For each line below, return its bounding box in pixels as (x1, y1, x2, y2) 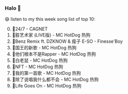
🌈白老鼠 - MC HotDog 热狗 (12, 57, 68, 64)
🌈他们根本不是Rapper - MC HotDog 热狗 (12, 51, 96, 57)
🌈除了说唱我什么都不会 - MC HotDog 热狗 (12, 76, 99, 83)
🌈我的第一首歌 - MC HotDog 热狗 (12, 70, 81, 76)
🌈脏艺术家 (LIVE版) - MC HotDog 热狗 (12, 32, 91, 38)
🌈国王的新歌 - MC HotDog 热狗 (12, 45, 77, 51)
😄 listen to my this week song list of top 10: (5, 16, 96, 22)
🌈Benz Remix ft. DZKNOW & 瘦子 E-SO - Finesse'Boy (12, 38, 123, 45)
